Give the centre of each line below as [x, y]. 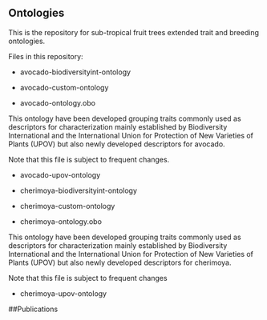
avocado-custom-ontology [64, 87]
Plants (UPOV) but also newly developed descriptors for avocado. [117, 144]
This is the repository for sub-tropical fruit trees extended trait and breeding [133, 32]
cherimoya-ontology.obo [61, 221]
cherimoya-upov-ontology [63, 293]
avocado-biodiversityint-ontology [75, 72]
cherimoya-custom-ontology [67, 206]
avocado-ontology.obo [58, 102]
